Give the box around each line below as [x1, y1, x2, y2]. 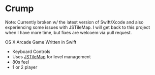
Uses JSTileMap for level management [12, 53, 91, 59]
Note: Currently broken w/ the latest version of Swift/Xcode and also [5, 19, 144, 25]
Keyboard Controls [12, 49, 51, 54]
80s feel [12, 59, 30, 65]
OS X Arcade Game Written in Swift [5, 39, 77, 45]
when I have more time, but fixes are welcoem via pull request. [5, 29, 132, 35]
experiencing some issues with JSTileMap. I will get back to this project [5, 24, 150, 30]
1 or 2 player [12, 64, 38, 70]
